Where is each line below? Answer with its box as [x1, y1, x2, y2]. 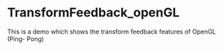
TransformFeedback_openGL [7, 5, 180, 21]
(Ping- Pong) [7, 34, 44, 42]
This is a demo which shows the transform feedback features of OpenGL [7, 27, 216, 36]
